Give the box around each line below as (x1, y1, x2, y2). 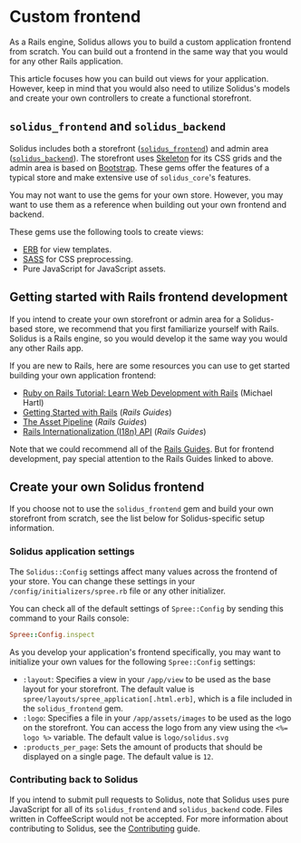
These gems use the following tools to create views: (9, 226, 204, 237)
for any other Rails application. (9, 55, 124, 66)
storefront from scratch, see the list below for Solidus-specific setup (9, 513, 266, 524)
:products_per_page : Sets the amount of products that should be (22, 741, 263, 752)
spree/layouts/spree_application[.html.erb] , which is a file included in (22, 692, 293, 704)
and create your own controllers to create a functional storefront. (9, 93, 252, 103)
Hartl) (22, 397, 44, 407)
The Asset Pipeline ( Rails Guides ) (22, 416, 148, 427)
